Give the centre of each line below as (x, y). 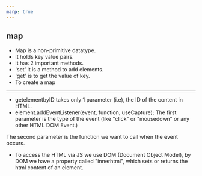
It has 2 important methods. (49, 63)
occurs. (16, 143)
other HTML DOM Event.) (46, 125)
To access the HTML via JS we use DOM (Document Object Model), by (103, 155)
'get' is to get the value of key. (52, 76)
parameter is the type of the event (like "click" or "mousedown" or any (102, 119)
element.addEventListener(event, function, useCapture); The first (96, 112)
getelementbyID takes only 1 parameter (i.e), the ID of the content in (99, 100)
